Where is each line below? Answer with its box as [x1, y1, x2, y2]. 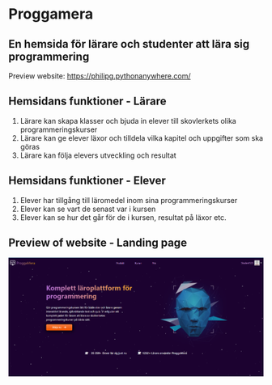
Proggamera [8, 5, 94, 23]
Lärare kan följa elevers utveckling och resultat [19, 150, 176, 160]
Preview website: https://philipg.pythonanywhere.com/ [8, 71, 191, 81]
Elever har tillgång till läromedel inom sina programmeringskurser [19, 195, 238, 205]
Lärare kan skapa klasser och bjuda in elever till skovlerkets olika [19, 116, 236, 125]
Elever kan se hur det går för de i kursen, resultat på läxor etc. [19, 212, 227, 222]
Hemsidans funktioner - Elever [8, 174, 166, 188]
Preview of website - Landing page [8, 236, 188, 250]
